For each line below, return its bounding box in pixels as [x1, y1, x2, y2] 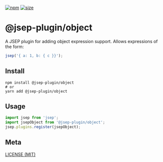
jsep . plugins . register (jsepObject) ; [5, 124, 81, 130]
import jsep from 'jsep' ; [5, 115, 58, 120]
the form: [5, 44, 24, 50]
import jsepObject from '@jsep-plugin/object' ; [5, 120, 106, 125]
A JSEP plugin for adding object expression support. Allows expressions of [5, 38, 158, 44]
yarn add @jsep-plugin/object [5, 89, 68, 94]
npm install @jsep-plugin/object [5, 80, 74, 85]
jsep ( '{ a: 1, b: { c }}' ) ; [5, 53, 63, 58]
